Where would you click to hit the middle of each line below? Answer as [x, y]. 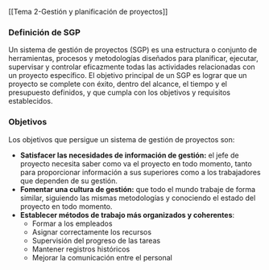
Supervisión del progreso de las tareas [96, 240]
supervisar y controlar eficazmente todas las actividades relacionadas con [132, 67]
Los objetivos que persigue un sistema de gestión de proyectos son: [122, 139]
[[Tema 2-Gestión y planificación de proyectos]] [88, 12]
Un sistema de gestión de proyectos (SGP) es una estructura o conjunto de [133, 50]
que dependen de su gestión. [69, 181]
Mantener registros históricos [81, 249]
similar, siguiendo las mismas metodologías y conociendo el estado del [138, 198]
